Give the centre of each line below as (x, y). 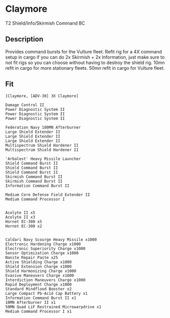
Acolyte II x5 (20, 213)
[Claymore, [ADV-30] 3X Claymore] (42, 96)
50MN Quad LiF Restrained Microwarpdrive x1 (53, 307)
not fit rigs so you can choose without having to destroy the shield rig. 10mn (85, 63)
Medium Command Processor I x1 (39, 311)
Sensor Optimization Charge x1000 (42, 253)
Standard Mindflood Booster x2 (39, 289)
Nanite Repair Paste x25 (32, 257)
